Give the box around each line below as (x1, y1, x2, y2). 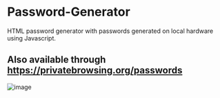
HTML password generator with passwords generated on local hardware (7, 27, 214, 35)
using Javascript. (7, 34, 57, 42)
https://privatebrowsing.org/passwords (7, 64, 183, 76)
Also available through (7, 54, 106, 66)
